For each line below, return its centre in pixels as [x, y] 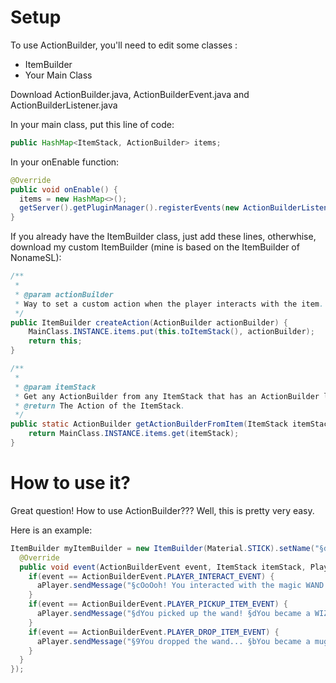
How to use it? [70, 483]
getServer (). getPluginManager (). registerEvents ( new [129, 208]
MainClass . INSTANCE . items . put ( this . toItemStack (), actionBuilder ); [171, 332]
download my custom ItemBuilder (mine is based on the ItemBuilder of [155, 247]
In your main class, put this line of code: [92, 124]
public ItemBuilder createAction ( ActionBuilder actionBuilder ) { [149, 322]
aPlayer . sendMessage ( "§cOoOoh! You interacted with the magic [169, 586]
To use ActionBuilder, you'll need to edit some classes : [124, 45]
